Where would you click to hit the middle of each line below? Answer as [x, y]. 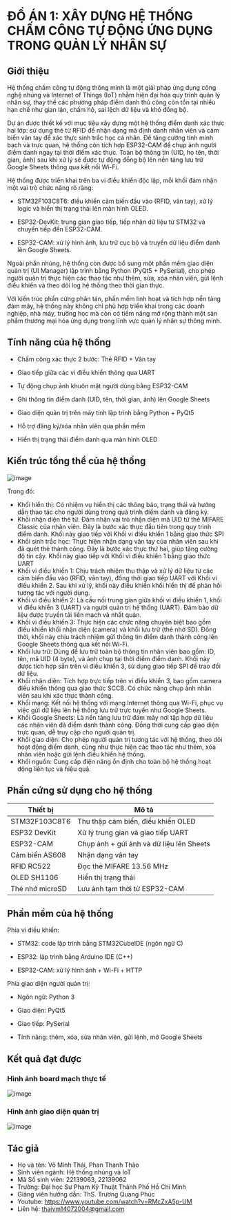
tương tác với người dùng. [53, 593]
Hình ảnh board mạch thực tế [57, 1078]
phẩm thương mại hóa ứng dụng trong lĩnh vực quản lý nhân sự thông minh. [114, 321]
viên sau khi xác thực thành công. [65, 695]
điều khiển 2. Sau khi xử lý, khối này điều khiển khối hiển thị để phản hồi [119, 585]
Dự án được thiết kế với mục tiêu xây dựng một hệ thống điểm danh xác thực [116, 123]
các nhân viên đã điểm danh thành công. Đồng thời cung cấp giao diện [118, 725]
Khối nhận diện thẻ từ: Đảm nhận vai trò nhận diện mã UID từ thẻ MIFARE [120, 519]
